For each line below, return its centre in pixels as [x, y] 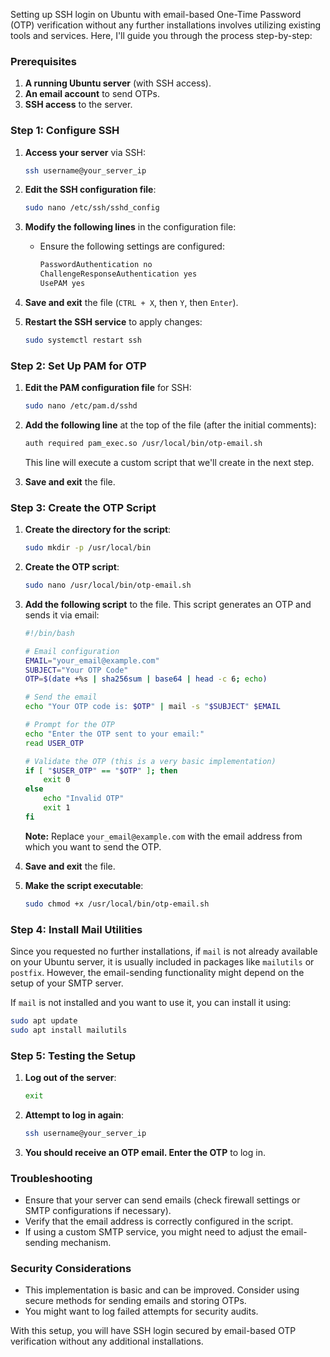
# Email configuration [72, 651]
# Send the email [61, 697]
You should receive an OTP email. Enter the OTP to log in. [145, 1152]
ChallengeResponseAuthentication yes [118, 274]
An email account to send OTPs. [92, 94]
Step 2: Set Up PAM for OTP [78, 366]
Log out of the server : [70, 1078]
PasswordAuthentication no [96, 265]
